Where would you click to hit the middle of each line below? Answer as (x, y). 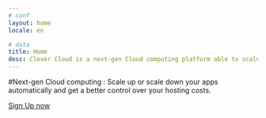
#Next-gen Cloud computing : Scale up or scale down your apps (113, 82)
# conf (19, 15)
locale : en (26, 30)
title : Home (28, 52)
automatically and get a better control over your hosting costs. (110, 90)
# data (19, 44)
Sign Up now (29, 105)
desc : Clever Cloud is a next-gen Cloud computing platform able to (123, 59)
